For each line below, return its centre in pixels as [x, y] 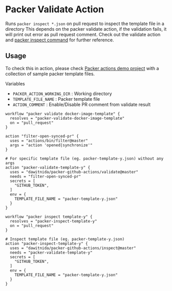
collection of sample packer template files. [50, 74]
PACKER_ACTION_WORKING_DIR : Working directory [62, 94]
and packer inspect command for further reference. [60, 40]
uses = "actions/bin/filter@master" [49, 141]
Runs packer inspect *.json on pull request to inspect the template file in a [85, 24]
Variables [15, 83]
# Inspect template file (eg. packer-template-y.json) [65, 239]
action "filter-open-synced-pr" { [42, 136]
